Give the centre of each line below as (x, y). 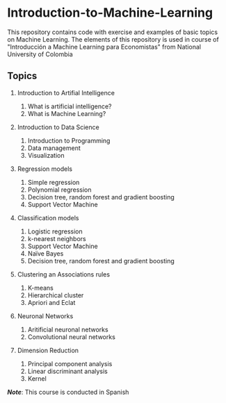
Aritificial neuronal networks (68, 329)
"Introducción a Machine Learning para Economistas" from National (104, 47)
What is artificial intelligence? (70, 106)
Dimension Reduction (48, 350)
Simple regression (54, 182)
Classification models (48, 217)
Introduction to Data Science (58, 127)
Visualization (46, 155)
